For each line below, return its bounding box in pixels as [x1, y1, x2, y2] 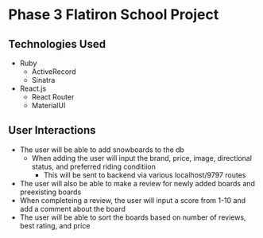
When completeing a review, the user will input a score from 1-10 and [19, 195, 246, 205]
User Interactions [8, 123, 97, 137]
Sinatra [31, 76, 56, 84]
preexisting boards [19, 187, 82, 197]
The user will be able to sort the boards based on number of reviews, [19, 213, 246, 222]
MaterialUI [31, 101, 66, 110]
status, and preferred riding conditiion [31, 162, 157, 171]
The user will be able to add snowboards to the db [19, 145, 185, 154]
